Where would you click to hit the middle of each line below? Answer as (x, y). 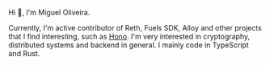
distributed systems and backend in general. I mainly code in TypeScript (129, 45)
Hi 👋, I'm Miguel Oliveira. (49, 12)
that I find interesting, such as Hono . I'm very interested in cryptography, (129, 37)
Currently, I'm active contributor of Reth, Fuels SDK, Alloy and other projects (135, 28)
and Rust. (24, 53)
